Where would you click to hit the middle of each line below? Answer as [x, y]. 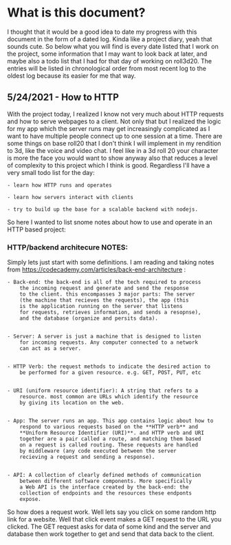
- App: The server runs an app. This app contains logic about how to [110, 421]
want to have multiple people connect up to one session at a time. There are [115, 136]
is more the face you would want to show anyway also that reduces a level [112, 158]
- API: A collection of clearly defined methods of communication [104, 475]
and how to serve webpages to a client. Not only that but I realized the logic [114, 121]
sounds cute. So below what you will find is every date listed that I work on [113, 46]
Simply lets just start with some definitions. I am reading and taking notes [111, 263]
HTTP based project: [37, 229]
